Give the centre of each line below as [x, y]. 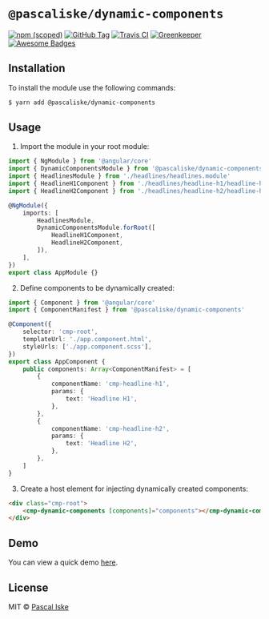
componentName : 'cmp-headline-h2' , [110, 428]
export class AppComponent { [57, 362]
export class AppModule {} [53, 272]
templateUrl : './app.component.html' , [87, 340]
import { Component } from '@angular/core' [82, 303]
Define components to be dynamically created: [97, 287]
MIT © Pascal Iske [39, 606]
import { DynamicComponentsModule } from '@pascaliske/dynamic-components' [137, 169]
